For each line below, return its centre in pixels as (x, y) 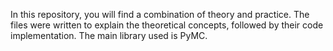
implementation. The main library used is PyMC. (109, 35)
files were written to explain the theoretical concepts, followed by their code (167, 25)
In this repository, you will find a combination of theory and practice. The (160, 14)
